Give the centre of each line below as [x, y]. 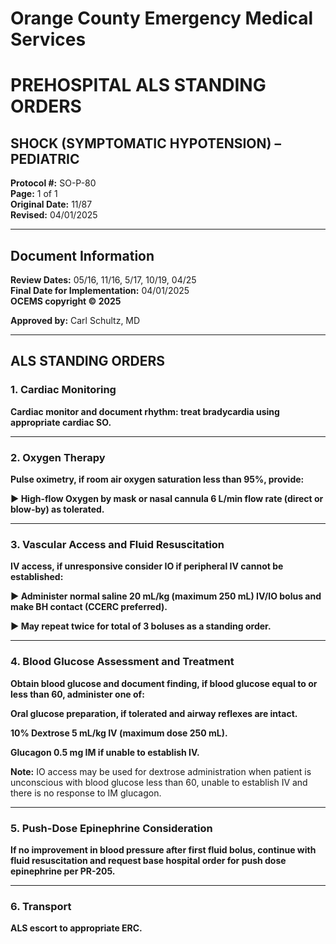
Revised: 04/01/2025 [54, 215]
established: [37, 577]
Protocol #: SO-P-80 [53, 183]
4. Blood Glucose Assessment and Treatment [122, 662]
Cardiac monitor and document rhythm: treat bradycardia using [145, 411]
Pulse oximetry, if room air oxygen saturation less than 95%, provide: [157, 479]
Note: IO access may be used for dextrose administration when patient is [161, 771]
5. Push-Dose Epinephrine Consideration [111, 828]
